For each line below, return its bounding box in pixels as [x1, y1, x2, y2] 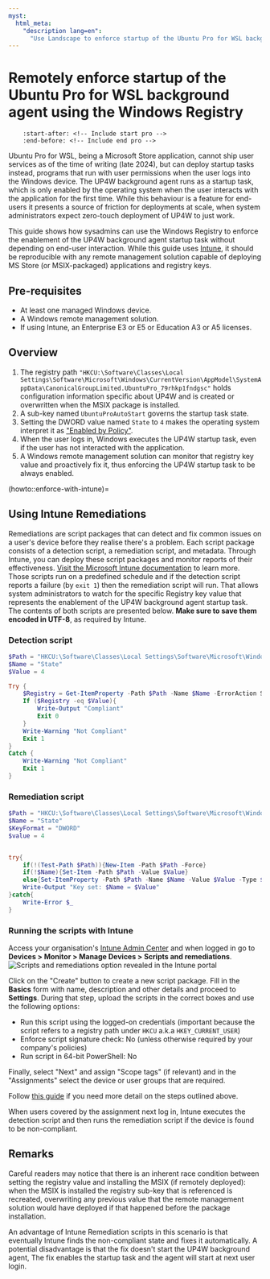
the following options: [8, 1002, 80, 1012]
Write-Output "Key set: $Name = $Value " [22, 884, 160, 892]
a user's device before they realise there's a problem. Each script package [8, 537, 255, 547]
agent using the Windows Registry [8, 103, 243, 122]
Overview [8, 346, 59, 359]
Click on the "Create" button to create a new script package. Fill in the [8, 976, 240, 986]
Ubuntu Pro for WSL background [8, 86, 230, 105]
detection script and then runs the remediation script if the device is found [8, 1116, 255, 1125]
